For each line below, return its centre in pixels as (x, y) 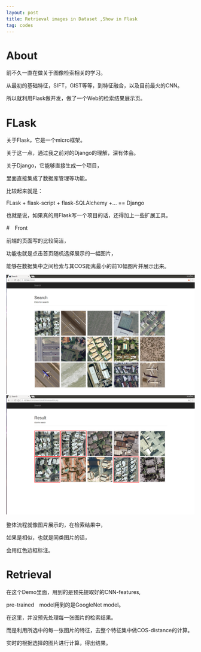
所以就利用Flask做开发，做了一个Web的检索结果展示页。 (76, 98)
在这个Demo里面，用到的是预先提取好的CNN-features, (74, 592)
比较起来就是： (25, 191)
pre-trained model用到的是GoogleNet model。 (65, 605)
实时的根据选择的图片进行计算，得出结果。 (59, 642)
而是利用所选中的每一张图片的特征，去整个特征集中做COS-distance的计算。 (100, 630)
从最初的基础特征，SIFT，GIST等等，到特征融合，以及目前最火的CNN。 (95, 86)
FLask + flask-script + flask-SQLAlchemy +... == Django (75, 203)
